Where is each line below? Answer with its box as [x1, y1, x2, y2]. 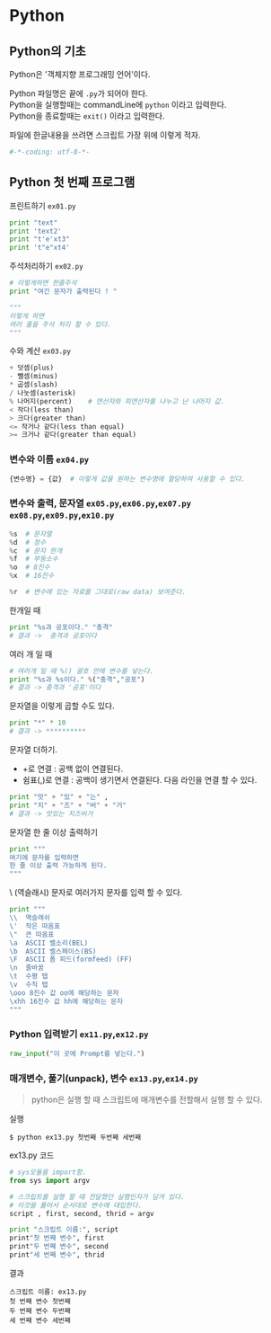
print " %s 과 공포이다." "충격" [9, 622, 114, 632]
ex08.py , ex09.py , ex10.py [9, 509, 115, 521]
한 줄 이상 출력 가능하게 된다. [9, 861, 108, 870]
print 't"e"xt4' [9, 244, 70, 253]
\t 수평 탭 [9, 972, 48, 981]
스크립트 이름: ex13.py [9, 1287, 87, 1296]
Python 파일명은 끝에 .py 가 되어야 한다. [9, 88, 148, 99]
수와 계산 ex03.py [9, 345, 72, 356]
